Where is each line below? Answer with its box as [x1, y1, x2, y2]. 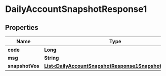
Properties [5, 23, 39, 32]
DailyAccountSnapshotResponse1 [5, 3, 147, 15]
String [44, 55, 59, 61]
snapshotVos [7, 63, 40, 69]
